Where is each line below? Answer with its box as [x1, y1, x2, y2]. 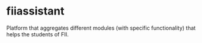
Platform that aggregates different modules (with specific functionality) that [6, 24, 196, 31]
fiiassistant [6, 4, 65, 18]
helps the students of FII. [6, 30, 69, 38]
